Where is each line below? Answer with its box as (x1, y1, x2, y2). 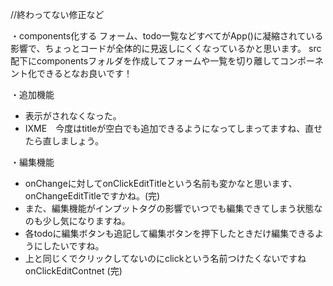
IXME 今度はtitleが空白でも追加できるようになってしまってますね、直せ (24, 123, 323, 134)
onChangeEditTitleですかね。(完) (24, 190, 161, 202)
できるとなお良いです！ (36, 68, 133, 79)
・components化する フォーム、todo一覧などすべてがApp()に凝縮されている (10, 30, 324, 42)
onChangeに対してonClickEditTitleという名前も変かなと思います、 (24, 178, 298, 189)
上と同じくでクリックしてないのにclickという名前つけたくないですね (24, 253, 307, 264)
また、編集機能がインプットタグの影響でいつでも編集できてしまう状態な (24, 203, 323, 214)
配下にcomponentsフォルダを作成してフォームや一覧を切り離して (10, 55, 280, 67)
